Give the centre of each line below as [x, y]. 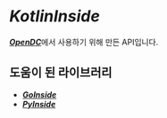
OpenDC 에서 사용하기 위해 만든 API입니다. [84, 42]
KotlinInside [54, 16]
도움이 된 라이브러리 [61, 73]
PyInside [39, 104]
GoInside [39, 94]
